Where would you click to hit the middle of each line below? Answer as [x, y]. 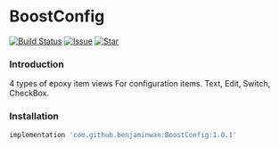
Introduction [37, 64]
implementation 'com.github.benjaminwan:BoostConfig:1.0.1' [123, 135]
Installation [34, 116]
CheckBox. [29, 93]
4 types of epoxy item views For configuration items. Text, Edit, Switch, [140, 84]
